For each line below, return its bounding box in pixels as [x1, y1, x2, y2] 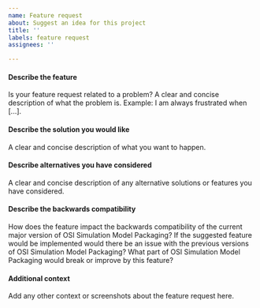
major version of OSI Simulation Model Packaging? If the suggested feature [8, 230, 252, 239]
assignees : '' [8, 41, 55, 49]
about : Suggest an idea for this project [8, 19, 147, 27]
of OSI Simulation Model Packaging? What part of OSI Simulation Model [8, 246, 240, 257]
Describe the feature [8, 72, 77, 81]
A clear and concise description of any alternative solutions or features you [8, 178, 252, 187]
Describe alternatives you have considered [8, 160, 152, 170]
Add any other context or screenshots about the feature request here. [8, 291, 235, 301]
